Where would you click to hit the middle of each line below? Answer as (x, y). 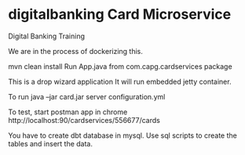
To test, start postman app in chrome (68, 112)
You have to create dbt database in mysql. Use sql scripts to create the (122, 135)
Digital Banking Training (46, 36)
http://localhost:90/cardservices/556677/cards (84, 120)
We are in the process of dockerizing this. (76, 51)
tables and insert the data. (50, 143)
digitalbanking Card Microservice (120, 14)
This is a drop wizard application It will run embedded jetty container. (120, 81)
